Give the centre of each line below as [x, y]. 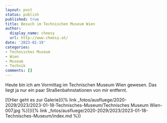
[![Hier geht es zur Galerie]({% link [41, 100]
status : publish [22, 15]
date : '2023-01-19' [26, 43]
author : [13, 29]
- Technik [16, 66]
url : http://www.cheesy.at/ [39, 38]
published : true [22, 19]
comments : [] [19, 71]
